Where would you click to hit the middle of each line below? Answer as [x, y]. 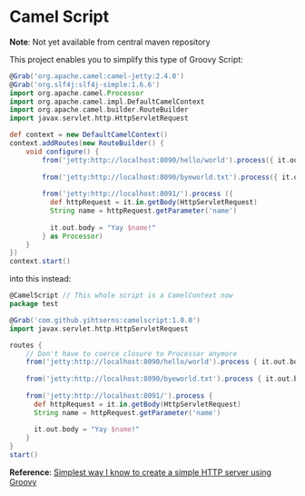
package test [34, 304]
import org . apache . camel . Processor [77, 93]
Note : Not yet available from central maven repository [110, 42]
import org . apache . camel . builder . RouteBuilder [99, 110]
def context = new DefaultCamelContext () [89, 135]
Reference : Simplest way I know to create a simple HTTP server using [141, 472]
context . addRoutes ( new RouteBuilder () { [87, 144]
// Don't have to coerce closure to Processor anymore [132, 353]
